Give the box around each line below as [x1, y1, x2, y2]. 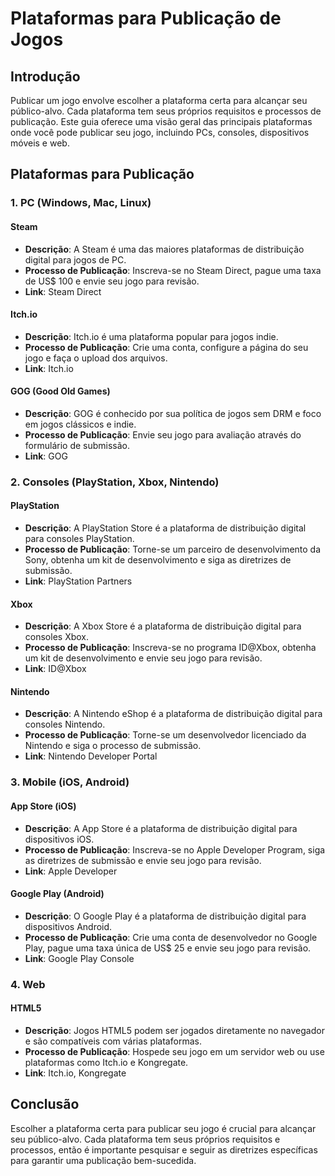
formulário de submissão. [24, 439, 131, 451]
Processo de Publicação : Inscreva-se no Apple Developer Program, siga [24, 843, 326, 856]
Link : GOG [24, 450, 68, 462]
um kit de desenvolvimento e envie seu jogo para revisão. [24, 652, 263, 664]
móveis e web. [10, 137, 70, 149]
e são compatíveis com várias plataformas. [24, 1035, 202, 1047]
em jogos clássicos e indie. [24, 418, 137, 430]
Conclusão [10, 1096, 80, 1113]
